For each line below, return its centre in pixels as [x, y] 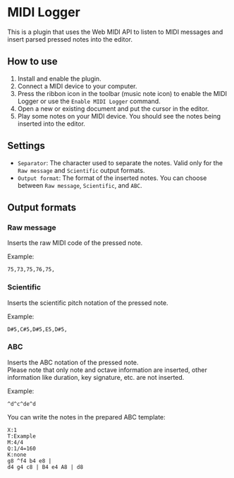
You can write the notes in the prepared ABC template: [86, 417]
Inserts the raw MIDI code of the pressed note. [75, 243]
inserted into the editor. [51, 124]
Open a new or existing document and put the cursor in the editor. [113, 108]
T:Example [22, 436]
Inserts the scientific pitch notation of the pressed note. [88, 303]
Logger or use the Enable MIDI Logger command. [89, 101]
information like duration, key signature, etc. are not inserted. [96, 377]
